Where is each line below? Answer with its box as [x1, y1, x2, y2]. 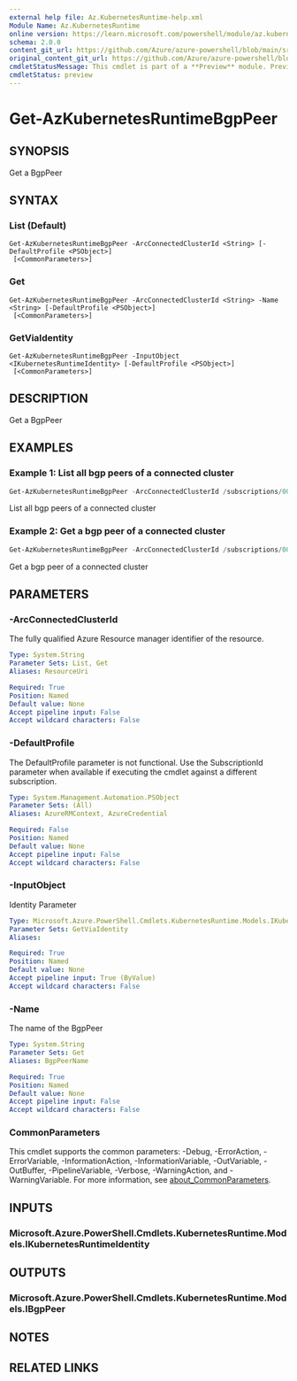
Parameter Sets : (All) [9, 801, 93, 810]
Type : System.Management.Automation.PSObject [9, 793, 179, 802]
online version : [9, 29, 69, 38]
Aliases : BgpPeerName [9, 1056, 89, 1065]
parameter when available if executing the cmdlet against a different [9, 767, 258, 777]
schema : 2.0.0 [9, 37, 62, 47]
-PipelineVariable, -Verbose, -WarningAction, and [48, 1165, 228, 1176]
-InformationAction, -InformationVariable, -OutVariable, [61, 1156, 263, 1167]
